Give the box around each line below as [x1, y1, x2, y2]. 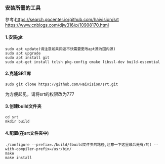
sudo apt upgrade [5, 51, 41, 55]
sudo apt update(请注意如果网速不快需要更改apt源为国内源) [5, 46, 116, 52]
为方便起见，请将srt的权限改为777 [5, 91, 75, 97]
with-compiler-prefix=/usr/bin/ [5, 147, 72, 152]
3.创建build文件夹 [5, 103, 42, 109]
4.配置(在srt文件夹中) [5, 130, 49, 136]
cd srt [5, 114, 19, 119]
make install [5, 155, 32, 161]
